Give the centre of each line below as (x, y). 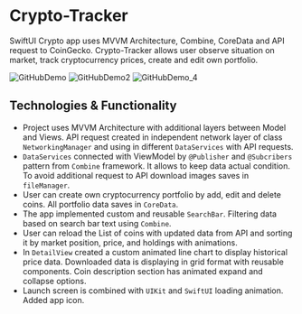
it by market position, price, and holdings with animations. (130, 242)
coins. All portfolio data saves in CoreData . (100, 204)
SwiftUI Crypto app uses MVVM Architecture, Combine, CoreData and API (147, 41)
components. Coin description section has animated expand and (143, 271)
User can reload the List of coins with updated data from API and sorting (157, 233)
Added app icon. (53, 300)
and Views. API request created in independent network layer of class (152, 137)
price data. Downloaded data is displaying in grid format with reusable (153, 262)
